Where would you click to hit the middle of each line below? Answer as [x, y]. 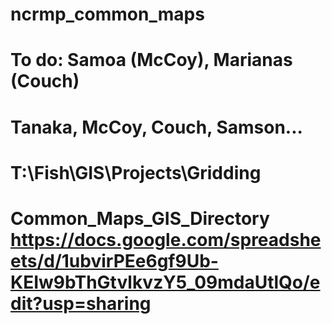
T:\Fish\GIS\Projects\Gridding [136, 172]
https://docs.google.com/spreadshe [166, 239]
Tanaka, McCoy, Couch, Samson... [156, 127]
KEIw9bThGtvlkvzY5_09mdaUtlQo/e [165, 282]
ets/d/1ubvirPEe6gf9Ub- [114, 260]
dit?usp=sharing [81, 303]
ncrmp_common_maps [107, 14]
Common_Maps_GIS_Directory [140, 218]
